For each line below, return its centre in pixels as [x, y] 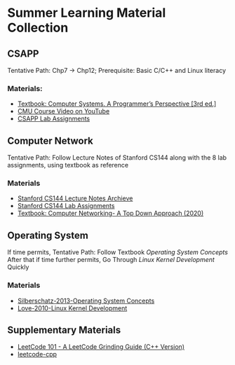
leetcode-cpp [37, 354]
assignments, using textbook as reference [68, 165]
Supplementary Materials [64, 330]
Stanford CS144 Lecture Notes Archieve [75, 198]
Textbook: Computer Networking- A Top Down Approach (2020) [110, 213]
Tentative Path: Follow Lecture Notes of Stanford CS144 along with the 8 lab [117, 158]
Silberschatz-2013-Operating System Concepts [86, 301]
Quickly [18, 267]
